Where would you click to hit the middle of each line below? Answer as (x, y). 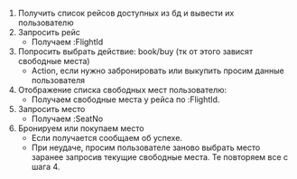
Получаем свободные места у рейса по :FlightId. (125, 99)
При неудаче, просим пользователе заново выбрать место (146, 147)
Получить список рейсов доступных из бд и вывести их (126, 13)
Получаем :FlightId (67, 42)
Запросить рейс (49, 32)
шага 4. (46, 167)
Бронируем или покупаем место (81, 128)
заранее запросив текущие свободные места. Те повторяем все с (160, 157)
